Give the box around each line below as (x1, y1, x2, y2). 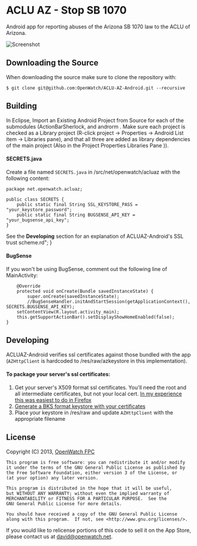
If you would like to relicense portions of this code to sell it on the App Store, (6, 527, 191, 534)
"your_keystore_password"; (6, 207, 72, 212)
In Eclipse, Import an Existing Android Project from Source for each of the (6, 116, 184, 124)
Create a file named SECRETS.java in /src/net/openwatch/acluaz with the (6, 168, 181, 175)
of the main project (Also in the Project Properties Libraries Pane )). (6, 142, 169, 149)
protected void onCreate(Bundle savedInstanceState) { (16, 288, 154, 294)
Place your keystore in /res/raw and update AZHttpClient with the (14, 408, 173, 416)
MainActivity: (6, 272, 38, 279)
